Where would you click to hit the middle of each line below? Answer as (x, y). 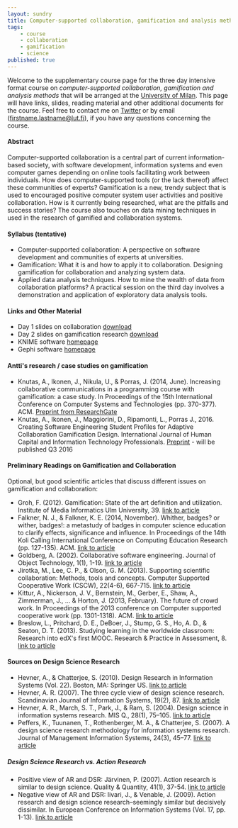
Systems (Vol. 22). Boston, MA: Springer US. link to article (102, 685)
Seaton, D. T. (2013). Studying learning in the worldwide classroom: (116, 630)
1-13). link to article (45, 817)
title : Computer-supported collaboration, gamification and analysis (112, 21)
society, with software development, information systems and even (125, 164)
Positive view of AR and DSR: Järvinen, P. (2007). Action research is (117, 779)
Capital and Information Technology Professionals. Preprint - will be (116, 442)
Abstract (21, 142)
